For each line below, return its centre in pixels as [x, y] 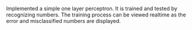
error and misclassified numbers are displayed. [64, 21]
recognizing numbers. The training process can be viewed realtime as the [96, 15]
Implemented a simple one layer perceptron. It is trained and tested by [92, 9]
